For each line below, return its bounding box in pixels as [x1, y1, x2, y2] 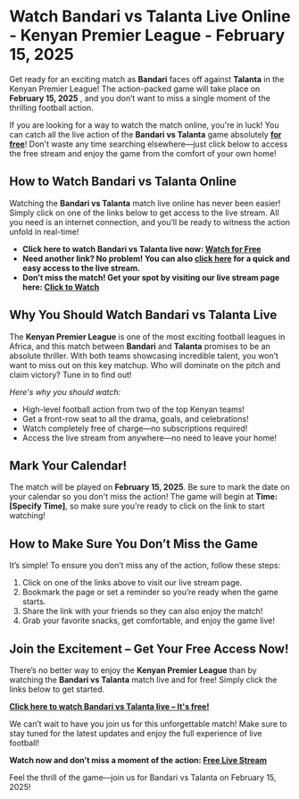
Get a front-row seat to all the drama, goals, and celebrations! [21, 413, 249, 424]
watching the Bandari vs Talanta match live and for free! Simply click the [9, 675, 278, 685]
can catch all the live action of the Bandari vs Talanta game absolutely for [9, 129, 282, 139]
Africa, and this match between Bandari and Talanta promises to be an [9, 341, 270, 351]
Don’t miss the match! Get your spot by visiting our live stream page [21, 272, 280, 282]
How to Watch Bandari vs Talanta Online [9, 174, 237, 189]
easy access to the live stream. [21, 262, 141, 273]
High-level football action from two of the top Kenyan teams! [21, 404, 245, 415]
